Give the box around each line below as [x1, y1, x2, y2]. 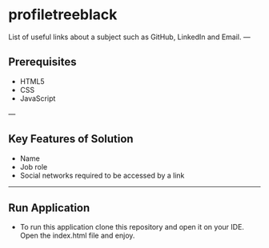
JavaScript [19, 94, 56, 103]
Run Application [8, 201, 90, 214]
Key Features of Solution [8, 132, 134, 146]
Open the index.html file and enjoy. [19, 230, 135, 241]
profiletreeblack [8, 6, 118, 24]
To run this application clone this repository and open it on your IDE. [19, 222, 244, 232]
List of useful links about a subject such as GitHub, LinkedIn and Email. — [8, 32, 251, 42]
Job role [19, 162, 48, 171]
